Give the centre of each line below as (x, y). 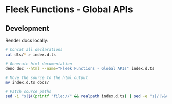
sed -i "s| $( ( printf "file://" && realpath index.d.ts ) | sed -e (77, 96)
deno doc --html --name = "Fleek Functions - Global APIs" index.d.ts (80, 68)
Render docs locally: (27, 40)
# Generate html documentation (39, 64)
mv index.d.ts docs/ (27, 83)
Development (27, 28)
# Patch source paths (28, 92)
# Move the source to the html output (47, 77)
